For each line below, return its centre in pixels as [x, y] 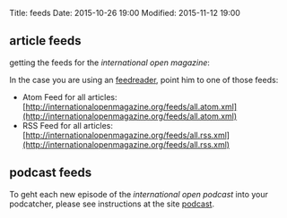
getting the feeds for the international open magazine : [110, 63]
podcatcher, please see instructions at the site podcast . [112, 204]
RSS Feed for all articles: [68, 125]
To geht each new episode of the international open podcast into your [139, 194]
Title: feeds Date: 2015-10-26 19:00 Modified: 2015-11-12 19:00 [125, 13]
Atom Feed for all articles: [70, 96]
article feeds [45, 41]
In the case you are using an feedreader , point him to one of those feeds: [144, 80]
